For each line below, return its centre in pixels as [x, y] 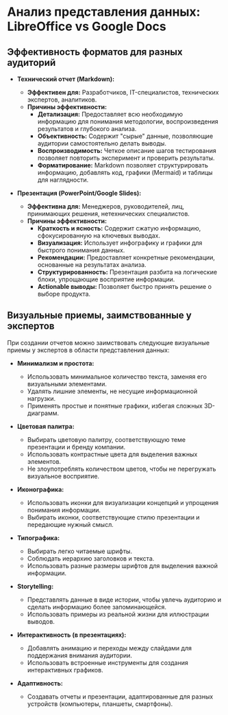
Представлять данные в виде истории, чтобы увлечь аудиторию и [124, 599]
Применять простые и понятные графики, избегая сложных [115, 406]
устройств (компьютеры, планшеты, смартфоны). [100, 703]
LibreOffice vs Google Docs [87, 26]
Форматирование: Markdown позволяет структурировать [123, 165]
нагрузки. [41, 398]
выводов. [41, 621]
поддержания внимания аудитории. [79, 655]
